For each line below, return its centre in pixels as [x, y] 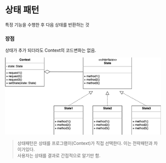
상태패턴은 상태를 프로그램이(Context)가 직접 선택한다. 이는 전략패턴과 [85, 143]
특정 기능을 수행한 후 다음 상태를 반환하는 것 [47, 25]
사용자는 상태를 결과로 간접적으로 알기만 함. [59, 155]
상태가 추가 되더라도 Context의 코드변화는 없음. [51, 50]
